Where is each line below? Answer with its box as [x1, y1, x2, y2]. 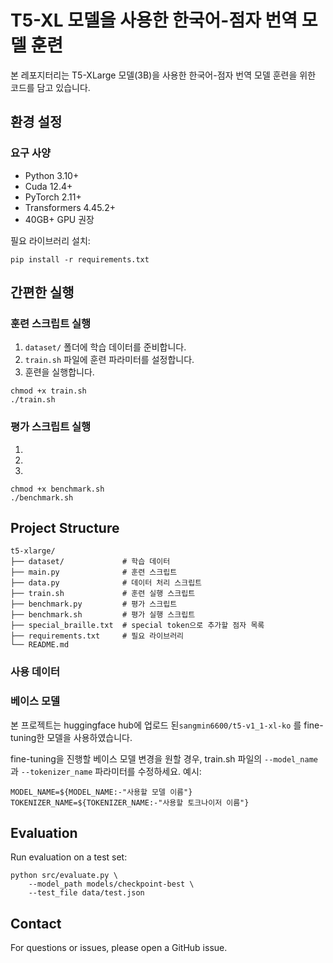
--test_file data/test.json [28, 888, 145, 898]
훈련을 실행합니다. [24, 366, 95, 378]
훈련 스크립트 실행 [10, 316, 92, 330]
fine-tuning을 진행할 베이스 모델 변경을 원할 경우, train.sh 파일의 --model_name [10, 752, 318, 765]
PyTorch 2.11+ [24, 191, 82, 203]
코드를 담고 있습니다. [10, 81, 91, 93]
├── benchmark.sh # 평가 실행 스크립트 [10, 610, 196, 620]
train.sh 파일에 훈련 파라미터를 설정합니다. [24, 354, 195, 366]
